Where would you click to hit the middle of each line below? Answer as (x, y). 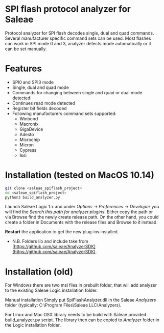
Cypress (28, 150)
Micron (27, 145)
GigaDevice (31, 129)
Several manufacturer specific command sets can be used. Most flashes (78, 38)
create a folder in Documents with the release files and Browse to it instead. (82, 222)
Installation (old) (39, 272)
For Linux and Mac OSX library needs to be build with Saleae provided (76, 315)
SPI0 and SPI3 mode (33, 82)
